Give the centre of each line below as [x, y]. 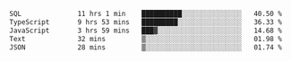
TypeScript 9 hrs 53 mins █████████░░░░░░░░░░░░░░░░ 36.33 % [145, 22]
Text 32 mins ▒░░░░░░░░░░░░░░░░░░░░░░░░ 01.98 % [145, 39]
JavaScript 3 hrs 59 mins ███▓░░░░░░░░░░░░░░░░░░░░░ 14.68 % [145, 30]
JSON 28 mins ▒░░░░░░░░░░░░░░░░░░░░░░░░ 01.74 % [145, 47]
